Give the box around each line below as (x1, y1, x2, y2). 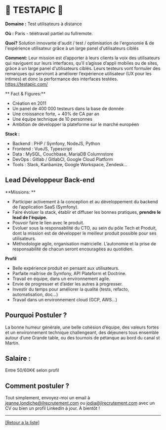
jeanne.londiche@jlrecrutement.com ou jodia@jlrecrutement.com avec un (5, 400, 155, 406)
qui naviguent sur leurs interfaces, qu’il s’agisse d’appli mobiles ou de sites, (5, 60, 159, 66)
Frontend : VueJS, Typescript (12, 145, 72, 151)
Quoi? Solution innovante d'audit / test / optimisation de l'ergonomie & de (5, 40, 155, 46)
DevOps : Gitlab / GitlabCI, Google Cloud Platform (12, 156, 114, 162)
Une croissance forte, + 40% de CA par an (12, 111, 100, 117)
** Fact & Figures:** (5, 91, 46, 96)
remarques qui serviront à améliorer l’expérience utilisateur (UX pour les (5, 70, 152, 76)
